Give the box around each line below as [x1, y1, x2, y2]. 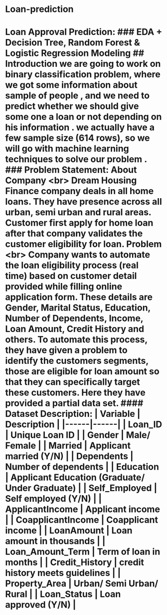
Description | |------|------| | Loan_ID [5, 419, 163, 430]
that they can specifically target [5, 376, 141, 388]
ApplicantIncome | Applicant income [5, 504, 161, 515]
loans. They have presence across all [5, 196, 162, 208]
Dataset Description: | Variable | [5, 408, 141, 420]
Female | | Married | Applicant [5, 440, 131, 451]
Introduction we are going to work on [5, 58, 161, 69]
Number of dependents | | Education [5, 461, 160, 473]
